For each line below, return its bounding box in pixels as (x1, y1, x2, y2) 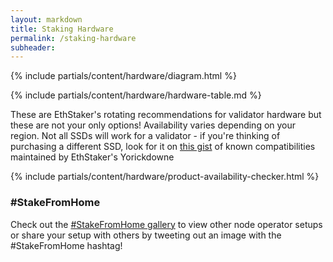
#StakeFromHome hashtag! (10, 239, 123, 251)
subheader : (10, 42, 56, 53)
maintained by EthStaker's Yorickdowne (10, 151, 175, 163)
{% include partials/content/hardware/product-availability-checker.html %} (10, 171, 320, 183)
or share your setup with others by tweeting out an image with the (10, 229, 282, 241)
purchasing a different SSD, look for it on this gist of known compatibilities (10, 141, 316, 153)
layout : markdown (10, 14, 83, 25)
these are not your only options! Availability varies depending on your (10, 119, 297, 131)
